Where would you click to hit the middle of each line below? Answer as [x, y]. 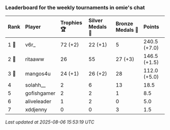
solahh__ [35, 85]
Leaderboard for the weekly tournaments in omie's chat [75, 8]
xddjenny [36, 110]
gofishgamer [40, 93]
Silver [95, 21]
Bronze [124, 24]
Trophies [71, 23]
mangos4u [38, 74]
